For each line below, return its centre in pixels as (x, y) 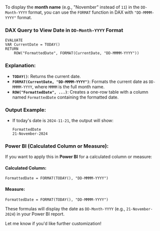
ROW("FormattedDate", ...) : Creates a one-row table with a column (80, 92)
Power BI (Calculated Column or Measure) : (57, 146)
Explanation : (20, 66)
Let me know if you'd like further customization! (53, 223)
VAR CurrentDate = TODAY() (33, 45)
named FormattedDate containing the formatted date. (65, 97)
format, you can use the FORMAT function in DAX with (81, 12)
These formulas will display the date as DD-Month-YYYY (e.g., (65, 208)
